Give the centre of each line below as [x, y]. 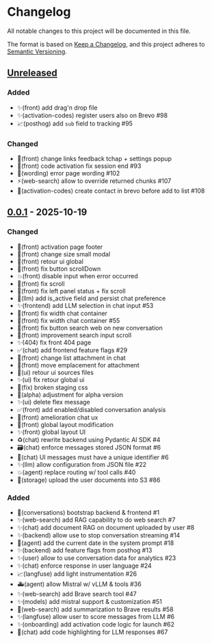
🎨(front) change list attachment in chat [71, 358]
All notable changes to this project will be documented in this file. [99, 31]
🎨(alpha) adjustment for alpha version [70, 394]
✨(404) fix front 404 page [54, 342]
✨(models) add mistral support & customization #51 [90, 601]
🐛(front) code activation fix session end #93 [79, 166]
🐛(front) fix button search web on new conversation [90, 328]
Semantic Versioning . [37, 51]
